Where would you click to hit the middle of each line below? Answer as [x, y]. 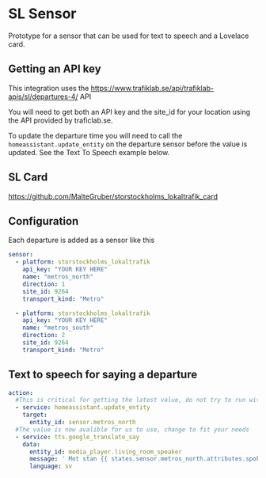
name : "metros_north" [58, 277]
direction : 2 [44, 336]
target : [35, 415]
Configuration [44, 221]
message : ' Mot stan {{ [68, 459]
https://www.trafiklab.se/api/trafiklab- [152, 88]
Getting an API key [55, 69]
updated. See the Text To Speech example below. [89, 152]
